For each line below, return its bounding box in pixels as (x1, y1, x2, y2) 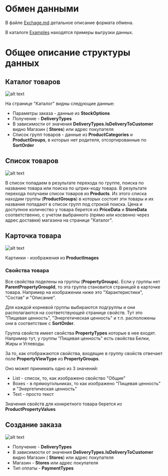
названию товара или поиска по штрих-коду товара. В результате (5, 185, 147, 191)
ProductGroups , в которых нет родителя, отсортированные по (12, 136, 147, 143)
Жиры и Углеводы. (5, 341, 45, 347)
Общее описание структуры (5, 47, 130, 58)
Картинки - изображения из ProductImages (5, 254, 99, 261)
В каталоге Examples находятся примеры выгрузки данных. (5, 29, 134, 35)
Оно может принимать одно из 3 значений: (5, 365, 98, 371)
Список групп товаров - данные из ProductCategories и (12, 131, 133, 137)
